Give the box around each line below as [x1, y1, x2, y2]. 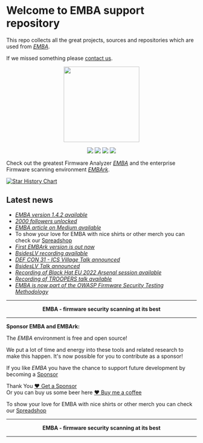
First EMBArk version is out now [14, 243, 95, 250]
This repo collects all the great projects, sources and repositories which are [6, 36, 195, 43]
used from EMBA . [6, 43, 50, 50]
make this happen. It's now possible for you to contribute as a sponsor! [6, 352, 183, 360]
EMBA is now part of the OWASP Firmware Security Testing [14, 281, 164, 288]
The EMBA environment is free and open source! [6, 334, 128, 342]
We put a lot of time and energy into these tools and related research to [6, 346, 184, 353]
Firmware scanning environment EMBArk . [6, 165, 110, 173]
